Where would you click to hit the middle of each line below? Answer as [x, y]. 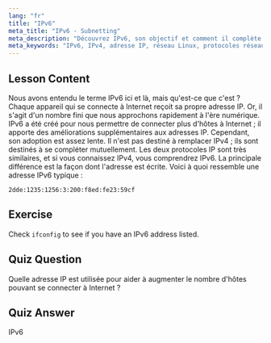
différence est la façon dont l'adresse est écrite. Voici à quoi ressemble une [134, 166]
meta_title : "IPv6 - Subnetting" [65, 31]
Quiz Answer [42, 313]
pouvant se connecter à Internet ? [65, 287]
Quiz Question [45, 259]
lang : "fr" [27, 16]
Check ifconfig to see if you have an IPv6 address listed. [104, 234]
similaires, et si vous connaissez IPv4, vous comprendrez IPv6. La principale [135, 157]
